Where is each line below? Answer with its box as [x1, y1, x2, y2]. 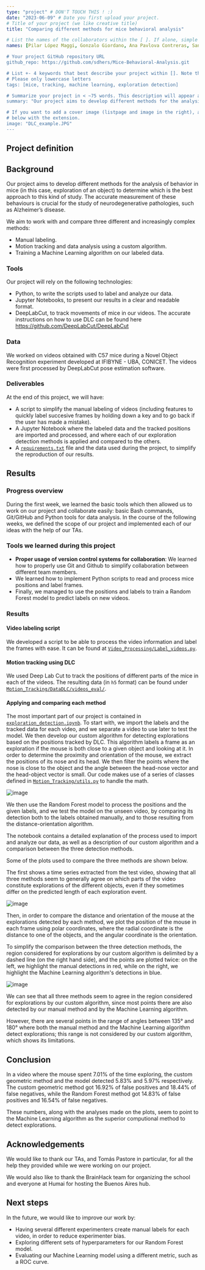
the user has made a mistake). [15, 418, 92, 426]
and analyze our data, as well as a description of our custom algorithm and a [6, 839, 199, 846]
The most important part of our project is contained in [6, 713, 142, 720]
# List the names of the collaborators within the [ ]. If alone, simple [6, 37, 198, 43]
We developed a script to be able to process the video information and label [6, 638, 197, 645]
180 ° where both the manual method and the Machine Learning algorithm [6, 1024, 190, 1031]
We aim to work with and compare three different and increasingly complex [6, 218, 195, 225]
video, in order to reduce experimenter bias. [15, 1232, 126, 1240]
